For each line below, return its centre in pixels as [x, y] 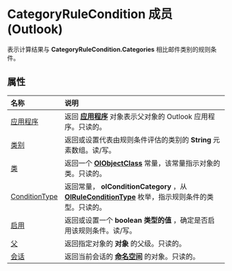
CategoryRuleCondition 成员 [90, 14]
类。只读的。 [85, 174]
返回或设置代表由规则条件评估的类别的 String [138, 140]
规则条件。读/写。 [107, 230]
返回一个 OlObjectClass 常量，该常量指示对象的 [143, 163]
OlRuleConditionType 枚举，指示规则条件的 [136, 196]
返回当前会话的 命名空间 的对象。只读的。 [132, 256]
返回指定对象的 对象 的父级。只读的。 [125, 243]
